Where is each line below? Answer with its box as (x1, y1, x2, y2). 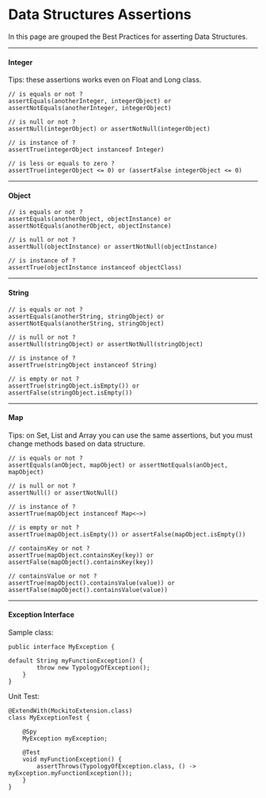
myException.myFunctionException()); (8, 769, 133, 777)
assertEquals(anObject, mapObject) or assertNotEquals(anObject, (8, 461, 228, 469)
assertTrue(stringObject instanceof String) (8, 361, 158, 369)
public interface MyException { (8, 643, 115, 651)
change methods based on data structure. (8, 438, 146, 449)
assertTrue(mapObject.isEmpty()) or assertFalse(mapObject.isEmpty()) (8, 530, 246, 538)
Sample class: (8, 628, 54, 637)
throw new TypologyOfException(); (36, 663, 150, 671)
